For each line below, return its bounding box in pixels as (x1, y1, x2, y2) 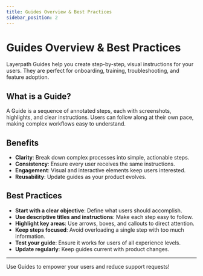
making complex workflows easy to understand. (6, 120, 126, 127)
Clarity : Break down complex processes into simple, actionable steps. (14, 154, 190, 161)
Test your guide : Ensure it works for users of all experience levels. (14, 239, 181, 246)
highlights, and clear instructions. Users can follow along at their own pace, (6, 113, 194, 121)
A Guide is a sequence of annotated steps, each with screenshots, (6, 107, 172, 115)
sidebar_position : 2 (6, 15, 59, 21)
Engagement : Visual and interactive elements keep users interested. (14, 167, 186, 174)
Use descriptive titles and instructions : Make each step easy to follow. (14, 213, 193, 220)
